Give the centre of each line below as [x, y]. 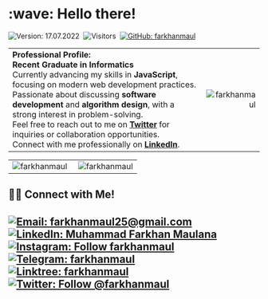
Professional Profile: [52, 54]
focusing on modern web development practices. [104, 85]
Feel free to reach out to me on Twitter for [91, 124]
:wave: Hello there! [72, 14]
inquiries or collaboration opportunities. [86, 134]
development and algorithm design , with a [93, 104]
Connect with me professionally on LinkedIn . [96, 144]
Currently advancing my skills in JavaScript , [95, 74]
